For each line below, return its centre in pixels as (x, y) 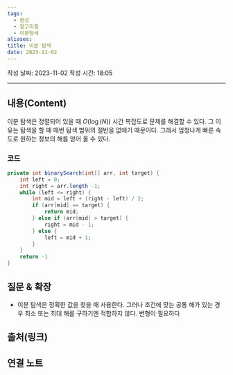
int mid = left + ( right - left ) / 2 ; (88, 199)
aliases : (20, 40)
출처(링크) (28, 337)
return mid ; (61, 212)
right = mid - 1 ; (69, 225)
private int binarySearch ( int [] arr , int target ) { (83, 173)
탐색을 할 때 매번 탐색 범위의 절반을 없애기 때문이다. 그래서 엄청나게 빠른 (117, 130)
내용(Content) (37, 104)
